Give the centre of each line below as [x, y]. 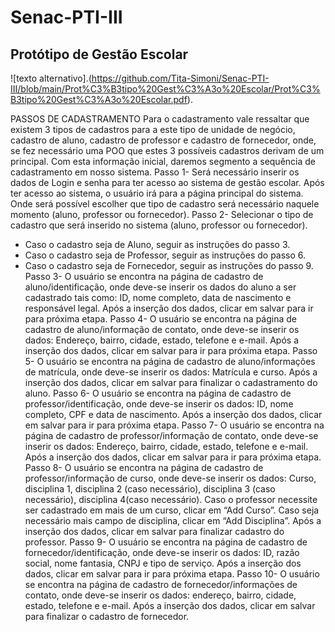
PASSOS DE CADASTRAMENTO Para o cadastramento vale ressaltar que [160, 119]
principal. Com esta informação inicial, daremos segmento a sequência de [163, 161]
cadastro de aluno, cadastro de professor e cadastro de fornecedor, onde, [163, 140]
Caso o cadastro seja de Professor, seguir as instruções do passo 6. [165, 255]
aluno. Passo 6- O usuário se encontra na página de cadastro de [158, 393]
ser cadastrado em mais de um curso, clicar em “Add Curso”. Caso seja [172, 510]
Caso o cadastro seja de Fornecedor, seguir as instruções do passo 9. [169, 265]
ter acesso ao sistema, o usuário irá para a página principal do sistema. [157, 193]
